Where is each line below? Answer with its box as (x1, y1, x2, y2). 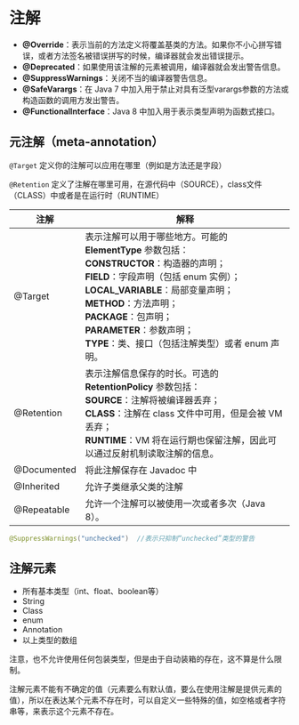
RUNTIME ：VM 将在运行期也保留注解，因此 (85, 433, 269, 446)
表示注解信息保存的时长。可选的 (85, 367, 220, 379)
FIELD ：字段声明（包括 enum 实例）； (85, 270, 241, 283)
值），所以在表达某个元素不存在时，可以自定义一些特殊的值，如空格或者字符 (9, 695, 287, 705)
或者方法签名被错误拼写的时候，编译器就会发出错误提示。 (37, 50, 249, 60)
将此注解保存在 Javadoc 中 (85, 463, 198, 476)
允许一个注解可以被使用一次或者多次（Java (85, 497, 265, 510)
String (21, 596, 45, 607)
